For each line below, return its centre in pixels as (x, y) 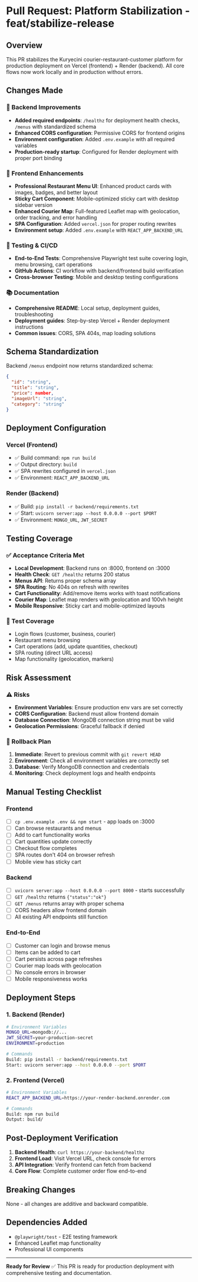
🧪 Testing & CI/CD (32, 245)
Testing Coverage (39, 538)
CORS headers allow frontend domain (60, 910)
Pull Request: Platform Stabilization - (98, 11)
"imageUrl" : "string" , (39, 398)
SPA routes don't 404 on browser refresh (65, 855)
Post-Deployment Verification (62, 1138)
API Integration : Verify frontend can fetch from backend (83, 1165)
